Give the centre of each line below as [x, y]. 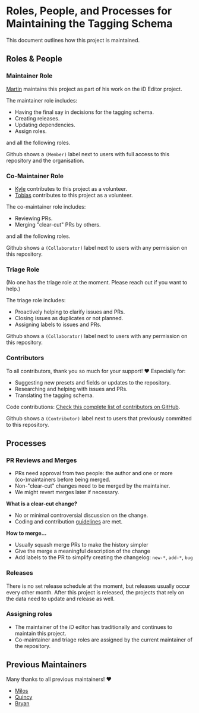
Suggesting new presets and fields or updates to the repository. [93, 382]
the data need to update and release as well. [60, 599]
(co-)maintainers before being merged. [63, 480]
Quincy [23, 697]
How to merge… [26, 533]
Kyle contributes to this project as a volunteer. [71, 188]
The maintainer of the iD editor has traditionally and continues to [94, 627]
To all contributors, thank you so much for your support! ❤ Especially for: [96, 371]
